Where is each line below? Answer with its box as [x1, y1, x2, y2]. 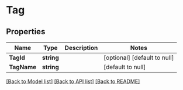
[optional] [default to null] [103, 53, 174, 62]
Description [64, 44, 98, 52]
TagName [9, 63, 37, 71]
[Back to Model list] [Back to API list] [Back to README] [6, 78, 140, 85]
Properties [6, 27, 46, 37]
